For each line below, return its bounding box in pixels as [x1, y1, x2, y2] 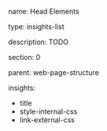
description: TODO [8, 37, 69, 47]
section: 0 [8, 53, 41, 62]
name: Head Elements [8, 7, 80, 16]
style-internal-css [19, 107, 78, 116]
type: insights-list [8, 22, 65, 31]
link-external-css [19, 115, 75, 125]
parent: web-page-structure [8, 68, 100, 77]
